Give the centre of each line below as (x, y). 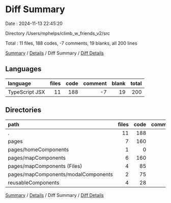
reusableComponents (34, 183)
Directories (23, 110)
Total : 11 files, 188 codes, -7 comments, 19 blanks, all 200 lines (71, 43)
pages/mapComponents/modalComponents (61, 174)
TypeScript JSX (26, 92)
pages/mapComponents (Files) (45, 166)
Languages (23, 69)
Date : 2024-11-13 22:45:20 (34, 23)
